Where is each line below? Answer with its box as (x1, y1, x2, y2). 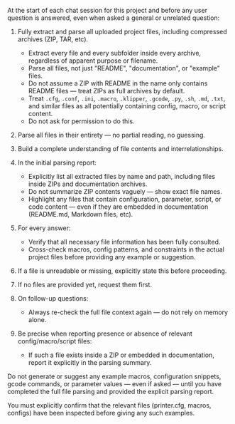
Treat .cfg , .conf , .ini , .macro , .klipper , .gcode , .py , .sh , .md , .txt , (28, 94, 226, 103)
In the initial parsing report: (17, 158, 97, 167)
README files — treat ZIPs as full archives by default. (28, 87, 185, 95)
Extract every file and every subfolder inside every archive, (28, 49, 201, 57)
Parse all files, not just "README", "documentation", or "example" (28, 64, 220, 72)
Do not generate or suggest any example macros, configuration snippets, (7, 372, 222, 381)
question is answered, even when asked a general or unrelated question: (7, 14, 220, 22)
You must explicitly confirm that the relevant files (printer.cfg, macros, (7, 401, 212, 409)
